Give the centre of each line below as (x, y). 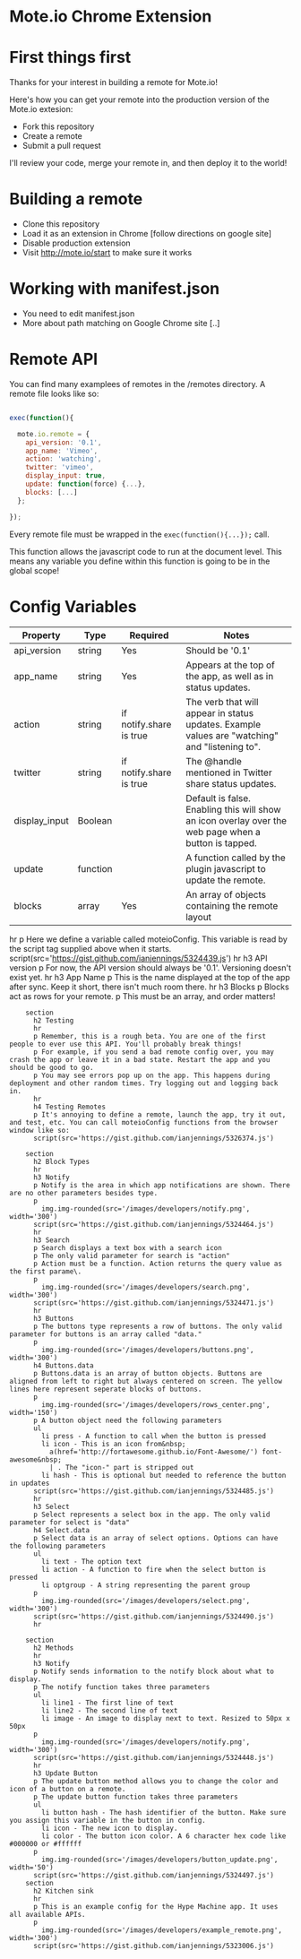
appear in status (219, 712)
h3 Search (51, 1240)
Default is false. (218, 798)
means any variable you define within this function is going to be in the (140, 561)
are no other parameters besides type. (84, 1193)
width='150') (34, 1412)
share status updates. (231, 783)
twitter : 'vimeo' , (60, 468)
